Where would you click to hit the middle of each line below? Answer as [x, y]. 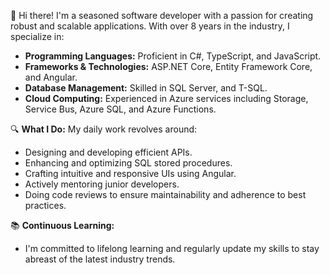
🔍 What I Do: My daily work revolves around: [104, 129]
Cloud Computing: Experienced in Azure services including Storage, [166, 98]
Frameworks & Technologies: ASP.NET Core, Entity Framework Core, [168, 66]
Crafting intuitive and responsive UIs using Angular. [130, 173]
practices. [45, 205]
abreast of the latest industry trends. [100, 259]
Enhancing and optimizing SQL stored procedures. [128, 163]
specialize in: [37, 36]
